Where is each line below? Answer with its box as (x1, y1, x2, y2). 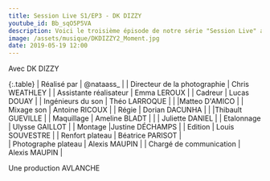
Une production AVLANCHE (8, 163, 100, 173)
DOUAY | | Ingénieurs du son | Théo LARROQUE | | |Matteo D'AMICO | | (8, 97, 243, 106)
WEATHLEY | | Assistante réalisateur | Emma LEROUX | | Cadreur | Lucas (8, 88, 249, 97)
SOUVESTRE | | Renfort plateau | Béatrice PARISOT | (8, 130, 182, 141)
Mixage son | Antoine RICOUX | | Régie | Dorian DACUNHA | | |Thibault (8, 105, 243, 115)
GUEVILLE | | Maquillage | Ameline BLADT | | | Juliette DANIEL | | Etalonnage (8, 113, 261, 123)
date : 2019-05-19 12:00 (8, 42, 88, 50)
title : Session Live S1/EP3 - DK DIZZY (8, 11, 142, 20)
